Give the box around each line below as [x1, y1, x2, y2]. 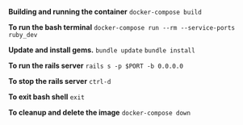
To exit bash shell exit [8, 92, 85, 102]
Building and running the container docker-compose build [8, 7, 202, 16]
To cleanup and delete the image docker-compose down [8, 108, 191, 117]
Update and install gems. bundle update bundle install [8, 45, 195, 55]
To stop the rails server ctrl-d [8, 77, 111, 85]
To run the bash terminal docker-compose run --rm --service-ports [8, 23, 236, 31]
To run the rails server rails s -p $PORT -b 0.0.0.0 [8, 60, 184, 70]
